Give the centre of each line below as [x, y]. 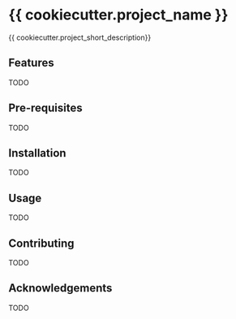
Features [31, 63]
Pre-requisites [45, 108]
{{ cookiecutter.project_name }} [118, 15]
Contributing [41, 243]
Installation [37, 153]
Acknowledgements [60, 289]
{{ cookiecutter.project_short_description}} [80, 37]
